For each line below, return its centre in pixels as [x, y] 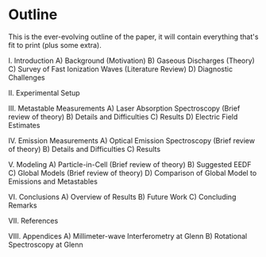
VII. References [33, 220]
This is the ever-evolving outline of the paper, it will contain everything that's [133, 37]
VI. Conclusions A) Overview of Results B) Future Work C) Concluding [122, 197]
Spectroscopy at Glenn [46, 244]
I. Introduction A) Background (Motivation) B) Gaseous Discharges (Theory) [132, 60]
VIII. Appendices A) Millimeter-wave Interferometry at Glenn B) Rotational [128, 236]
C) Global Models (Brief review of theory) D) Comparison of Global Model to [133, 173]
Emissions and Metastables [53, 181]
